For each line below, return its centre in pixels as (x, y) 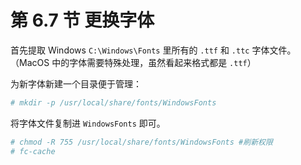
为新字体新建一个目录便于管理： (76, 83)
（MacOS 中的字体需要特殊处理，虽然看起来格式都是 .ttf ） (133, 62)
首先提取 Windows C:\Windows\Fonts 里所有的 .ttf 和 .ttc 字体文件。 (153, 50)
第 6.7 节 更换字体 (82, 20)
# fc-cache (33, 151)
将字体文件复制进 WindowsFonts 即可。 (88, 123)
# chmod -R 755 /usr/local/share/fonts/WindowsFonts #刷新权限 (141, 142)
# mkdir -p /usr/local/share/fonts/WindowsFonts (113, 102)
